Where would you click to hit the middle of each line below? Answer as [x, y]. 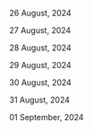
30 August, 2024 [40, 83]
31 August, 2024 [39, 100]
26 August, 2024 [40, 13]
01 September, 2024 [46, 117]
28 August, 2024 [40, 48]
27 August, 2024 [40, 30]
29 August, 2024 [40, 65]
